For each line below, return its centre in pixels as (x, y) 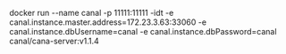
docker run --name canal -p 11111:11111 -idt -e (92, 13)
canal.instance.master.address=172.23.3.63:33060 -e (108, 22)
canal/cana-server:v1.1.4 (55, 41)
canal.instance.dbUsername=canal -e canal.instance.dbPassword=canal (143, 31)
